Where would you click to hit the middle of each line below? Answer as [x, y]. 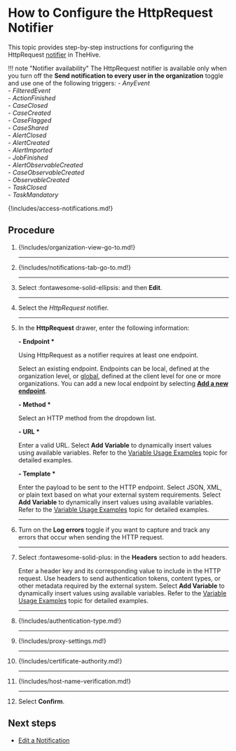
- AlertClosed [27, 135]
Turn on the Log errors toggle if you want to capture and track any [114, 530]
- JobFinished [28, 157]
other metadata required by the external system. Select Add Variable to [121, 586]
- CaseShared [28, 128]
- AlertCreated [29, 142]
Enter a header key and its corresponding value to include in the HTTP [119, 571]
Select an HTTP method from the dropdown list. [87, 418]
